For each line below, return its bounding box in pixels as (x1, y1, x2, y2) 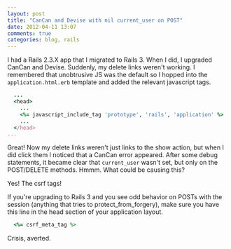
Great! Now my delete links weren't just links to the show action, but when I (7, 143, 224, 152)
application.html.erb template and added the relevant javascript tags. (7, 78, 211, 86)
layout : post (7, 10, 45, 18)
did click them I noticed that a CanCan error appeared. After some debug (7, 151, 218, 159)
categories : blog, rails (7, 36, 80, 43)
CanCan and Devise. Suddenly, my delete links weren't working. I (7, 63, 195, 72)
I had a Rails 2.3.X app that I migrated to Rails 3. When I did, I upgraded (7, 55, 212, 64)
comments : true (7, 29, 52, 37)
